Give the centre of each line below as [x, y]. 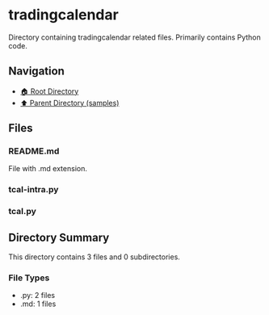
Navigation [36, 71]
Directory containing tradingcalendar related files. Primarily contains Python [134, 37]
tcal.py [22, 212]
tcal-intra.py [34, 190]
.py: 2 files [37, 296]
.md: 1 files [38, 304]
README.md [34, 151]
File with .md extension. [48, 169]
